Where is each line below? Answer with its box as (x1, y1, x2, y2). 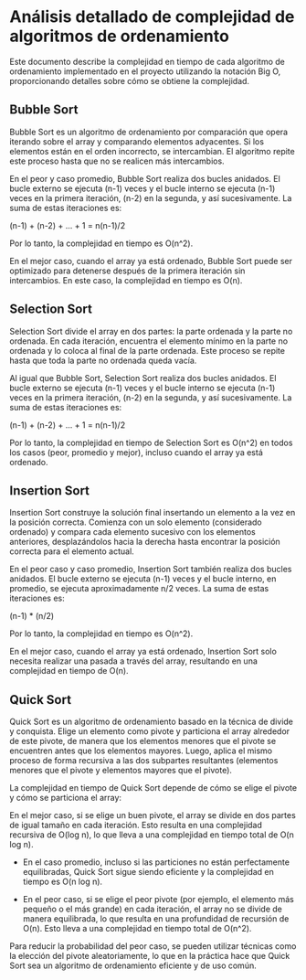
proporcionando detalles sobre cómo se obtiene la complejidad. (9, 75, 249, 86)
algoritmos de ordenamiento (9, 26, 230, 47)
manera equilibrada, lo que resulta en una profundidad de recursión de (22, 913, 290, 924)
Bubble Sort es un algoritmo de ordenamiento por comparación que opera (9, 126, 289, 137)
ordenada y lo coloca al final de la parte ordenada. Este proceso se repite (9, 345, 286, 356)
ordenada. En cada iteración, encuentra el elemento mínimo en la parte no (9, 336, 289, 346)
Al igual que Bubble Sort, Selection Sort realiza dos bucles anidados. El (9, 372, 277, 383)
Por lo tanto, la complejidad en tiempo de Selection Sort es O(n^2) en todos (9, 437, 293, 448)
